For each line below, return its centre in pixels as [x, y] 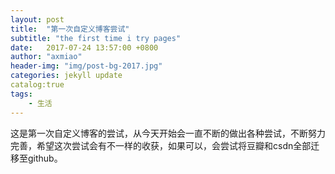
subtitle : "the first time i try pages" [96, 38]
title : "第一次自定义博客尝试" [70, 29]
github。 [45, 158]
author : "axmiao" [46, 57]
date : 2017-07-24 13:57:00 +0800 [84, 47]
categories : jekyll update [66, 76]
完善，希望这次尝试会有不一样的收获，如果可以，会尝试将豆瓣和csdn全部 [161, 145]
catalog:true [37, 85]
